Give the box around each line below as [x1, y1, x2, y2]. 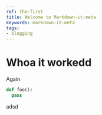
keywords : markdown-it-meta [6, 19, 75, 25]
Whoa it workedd [6, 56, 92, 70]
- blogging [6, 31, 33, 37]
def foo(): [6, 87, 33, 93]
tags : [6, 25, 19, 31]
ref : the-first [6, 8, 44, 15]
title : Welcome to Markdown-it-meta [6, 14, 96, 20]
